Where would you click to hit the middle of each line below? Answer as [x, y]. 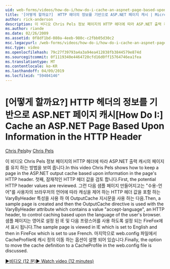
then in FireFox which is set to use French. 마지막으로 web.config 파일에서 [81, 233]
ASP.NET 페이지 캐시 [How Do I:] [97, 115]
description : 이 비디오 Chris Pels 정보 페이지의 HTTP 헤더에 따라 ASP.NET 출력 [83, 24]
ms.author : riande [25, 29]
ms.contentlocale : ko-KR [31, 66]
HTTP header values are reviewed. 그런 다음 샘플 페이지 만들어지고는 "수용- [82, 186]
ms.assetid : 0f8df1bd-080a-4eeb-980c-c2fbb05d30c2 [60, 38]
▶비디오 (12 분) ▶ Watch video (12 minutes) [50, 261]
